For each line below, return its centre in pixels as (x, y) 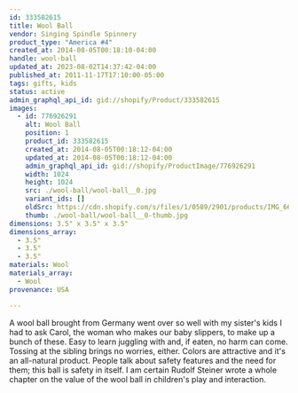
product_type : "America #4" (61, 42)
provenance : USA (39, 289)
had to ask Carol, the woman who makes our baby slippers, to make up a (142, 332)
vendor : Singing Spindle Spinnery (73, 34)
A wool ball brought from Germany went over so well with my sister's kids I (145, 322)
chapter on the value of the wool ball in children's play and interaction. (137, 379)
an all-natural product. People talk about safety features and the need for (143, 360)
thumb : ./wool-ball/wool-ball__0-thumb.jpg (107, 215)
